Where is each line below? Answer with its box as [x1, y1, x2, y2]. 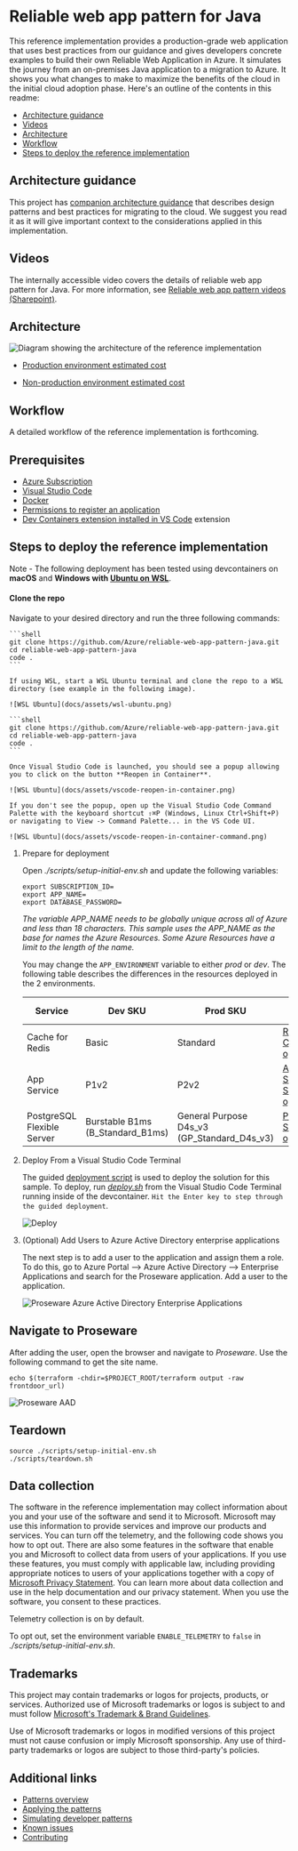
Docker [21, 495, 50, 505]
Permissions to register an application [21, 504, 161, 515]
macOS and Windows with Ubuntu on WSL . [9, 572, 171, 583]
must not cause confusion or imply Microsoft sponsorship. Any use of [9, 1735, 264, 1746]
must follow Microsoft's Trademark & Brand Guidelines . [9, 1709, 211, 1719]
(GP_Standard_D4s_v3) [176, 1132, 275, 1145]
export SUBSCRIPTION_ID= [21, 882, 114, 891]
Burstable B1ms [85, 1115, 153, 1128]
